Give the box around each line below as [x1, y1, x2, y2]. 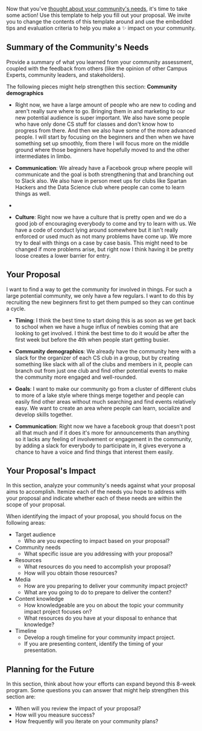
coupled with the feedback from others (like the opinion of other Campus [6, 65, 188, 72]
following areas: [6, 519, 46, 526]
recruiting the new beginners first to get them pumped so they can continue [6, 298, 195, 306]
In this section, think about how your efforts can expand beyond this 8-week [6, 680, 196, 687]
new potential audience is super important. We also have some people [14, 114, 190, 121]
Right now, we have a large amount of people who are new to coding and [14, 101, 197, 108]
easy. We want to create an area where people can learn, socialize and [14, 404, 191, 411]
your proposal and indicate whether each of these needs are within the [6, 494, 183, 502]
